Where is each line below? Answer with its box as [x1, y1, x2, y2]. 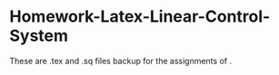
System [9, 25, 69, 46]
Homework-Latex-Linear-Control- [9, 6, 271, 27]
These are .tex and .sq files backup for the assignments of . [9, 55, 233, 66]
